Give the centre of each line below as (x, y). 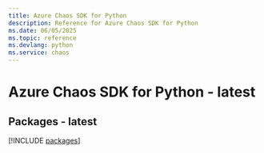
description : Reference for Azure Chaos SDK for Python (103, 23)
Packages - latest (53, 122)
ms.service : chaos (39, 53)
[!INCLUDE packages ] (44, 141)
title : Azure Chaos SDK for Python (68, 16)
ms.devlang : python (41, 45)
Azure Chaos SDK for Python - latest (132, 92)
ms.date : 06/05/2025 (43, 30)
